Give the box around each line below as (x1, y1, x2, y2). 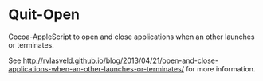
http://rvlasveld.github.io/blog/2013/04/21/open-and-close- (22, 56, 219, 65)
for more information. (186, 64, 256, 73)
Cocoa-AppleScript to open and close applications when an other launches (8, 32, 255, 41)
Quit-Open (8, 6, 80, 24)
